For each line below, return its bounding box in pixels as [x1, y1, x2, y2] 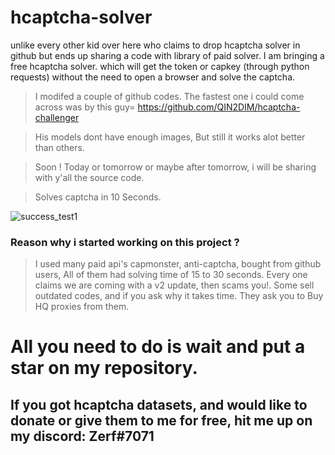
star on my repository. [10, 357, 198, 380]
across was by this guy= [34, 101, 136, 113]
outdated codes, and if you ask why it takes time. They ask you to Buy [34, 290, 324, 302]
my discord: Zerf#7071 [10, 427, 155, 445]
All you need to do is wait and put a [10, 336, 306, 358]
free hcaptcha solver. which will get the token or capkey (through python [10, 60, 310, 72]
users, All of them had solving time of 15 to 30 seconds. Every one [34, 269, 308, 281]
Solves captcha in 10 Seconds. [34, 191, 162, 203]
